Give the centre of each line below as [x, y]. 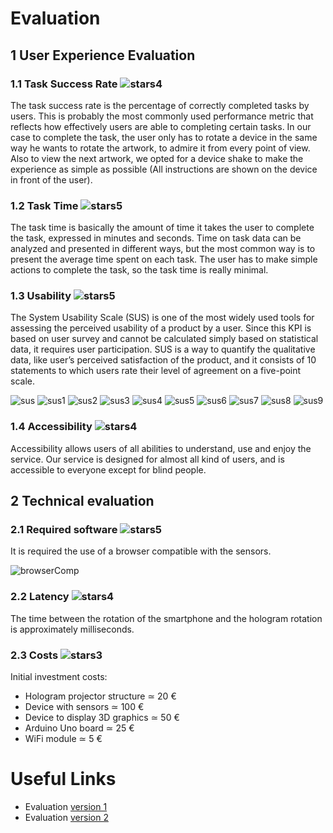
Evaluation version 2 [66, 817]
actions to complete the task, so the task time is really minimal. [139, 270]
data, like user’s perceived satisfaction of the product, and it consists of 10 [163, 360]
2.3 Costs [34, 655]
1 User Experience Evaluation [103, 55]
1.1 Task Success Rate [64, 84]
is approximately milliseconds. [72, 629]
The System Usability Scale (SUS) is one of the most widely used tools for [162, 318]
